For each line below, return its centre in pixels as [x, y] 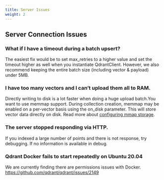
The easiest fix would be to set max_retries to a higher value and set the [79, 60]
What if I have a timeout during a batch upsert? [63, 49]
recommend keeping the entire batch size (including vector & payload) [77, 70]
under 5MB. [17, 75]
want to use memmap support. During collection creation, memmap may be [82, 104]
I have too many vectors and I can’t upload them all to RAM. [78, 88]
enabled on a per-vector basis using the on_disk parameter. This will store [81, 109]
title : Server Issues [27, 10]
